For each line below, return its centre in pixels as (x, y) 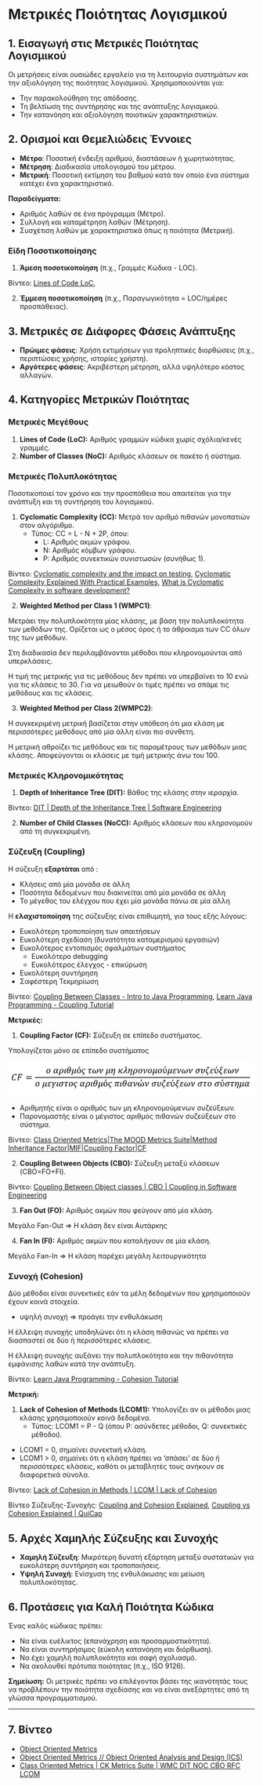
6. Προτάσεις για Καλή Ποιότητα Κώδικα (111, 1607)
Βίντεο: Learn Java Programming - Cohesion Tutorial (93, 1380)
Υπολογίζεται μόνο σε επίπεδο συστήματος (79, 1050)
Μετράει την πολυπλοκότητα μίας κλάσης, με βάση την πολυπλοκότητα (126, 621)
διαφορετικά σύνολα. (54, 1475)
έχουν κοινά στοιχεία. (44, 1302)
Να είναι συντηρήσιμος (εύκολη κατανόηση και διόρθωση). (116, 1649)
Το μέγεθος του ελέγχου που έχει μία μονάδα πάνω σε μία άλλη (125, 901)
